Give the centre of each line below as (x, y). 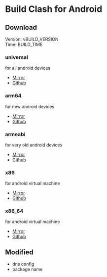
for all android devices (28, 68)
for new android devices (30, 106)
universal (17, 57)
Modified (19, 252)
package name (27, 269)
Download (21, 27)
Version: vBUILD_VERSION (32, 39)
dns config (23, 264)
